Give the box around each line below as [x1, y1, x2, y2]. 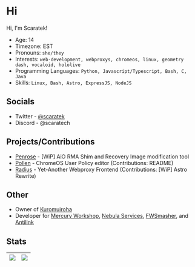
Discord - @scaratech [15, 119, 70, 126]
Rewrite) [15, 172, 36, 180]
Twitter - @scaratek [15, 112, 65, 120]
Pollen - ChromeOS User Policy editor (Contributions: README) [15, 159, 174, 166]
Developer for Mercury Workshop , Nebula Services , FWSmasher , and [15, 212, 189, 220]
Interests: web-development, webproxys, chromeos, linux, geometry [15, 55, 184, 63]
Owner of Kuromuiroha [15, 206, 73, 213]
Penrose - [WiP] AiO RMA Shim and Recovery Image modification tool [15, 153, 190, 160]
